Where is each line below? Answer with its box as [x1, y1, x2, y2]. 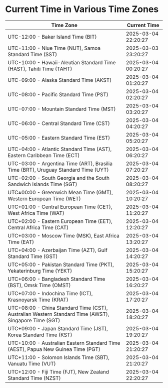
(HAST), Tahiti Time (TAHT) [7, 65, 72, 72]
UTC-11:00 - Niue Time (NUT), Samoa [7, 44, 101, 51]
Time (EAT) [7, 238, 34, 245]
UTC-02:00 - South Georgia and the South [7, 174, 110, 181]
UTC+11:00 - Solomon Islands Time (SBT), [7, 354, 110, 361]
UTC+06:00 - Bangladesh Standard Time [7, 275, 105, 282]
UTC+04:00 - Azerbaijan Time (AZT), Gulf [7, 246, 107, 253]
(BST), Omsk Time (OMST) [7, 282, 71, 289]
